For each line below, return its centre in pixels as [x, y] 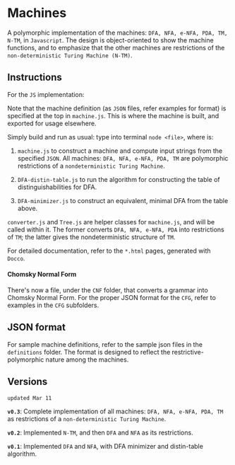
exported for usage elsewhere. [52, 123]
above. [28, 208]
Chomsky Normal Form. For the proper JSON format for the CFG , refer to [112, 297]
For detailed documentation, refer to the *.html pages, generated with [109, 251]
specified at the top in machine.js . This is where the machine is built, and [113, 115]
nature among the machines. [87, 360]
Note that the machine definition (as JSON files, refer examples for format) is [117, 108]
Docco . [16, 258]
